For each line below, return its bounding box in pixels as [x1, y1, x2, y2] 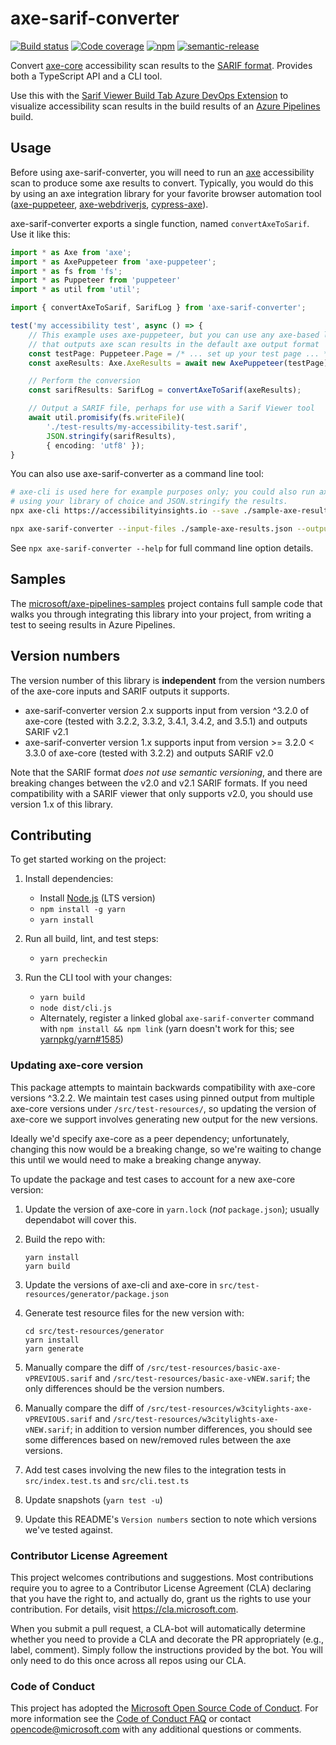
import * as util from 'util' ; [10, 285, 141, 295]
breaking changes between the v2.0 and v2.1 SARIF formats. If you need [10, 777, 308, 789]
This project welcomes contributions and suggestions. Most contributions [10, 1571, 314, 1583]
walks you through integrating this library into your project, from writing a [10, 608, 312, 620]
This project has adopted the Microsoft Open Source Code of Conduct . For [10, 1702, 319, 1714]
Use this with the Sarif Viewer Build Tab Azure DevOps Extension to [10, 89, 289, 101]
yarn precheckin [39, 954, 108, 964]
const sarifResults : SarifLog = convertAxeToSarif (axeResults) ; [28, 385, 302, 396]
